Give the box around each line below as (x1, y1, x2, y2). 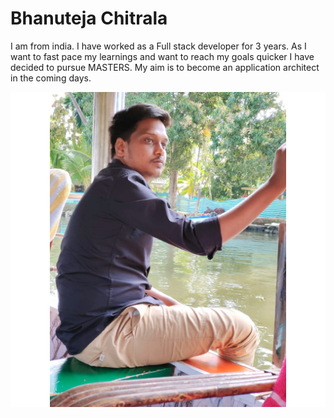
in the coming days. (10, 72, 92, 84)
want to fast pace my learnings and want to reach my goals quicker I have (10, 50, 315, 62)
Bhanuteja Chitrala (10, 7, 168, 30)
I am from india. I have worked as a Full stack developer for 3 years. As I (10, 40, 307, 52)
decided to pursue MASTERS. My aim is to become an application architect (10, 61, 320, 73)
